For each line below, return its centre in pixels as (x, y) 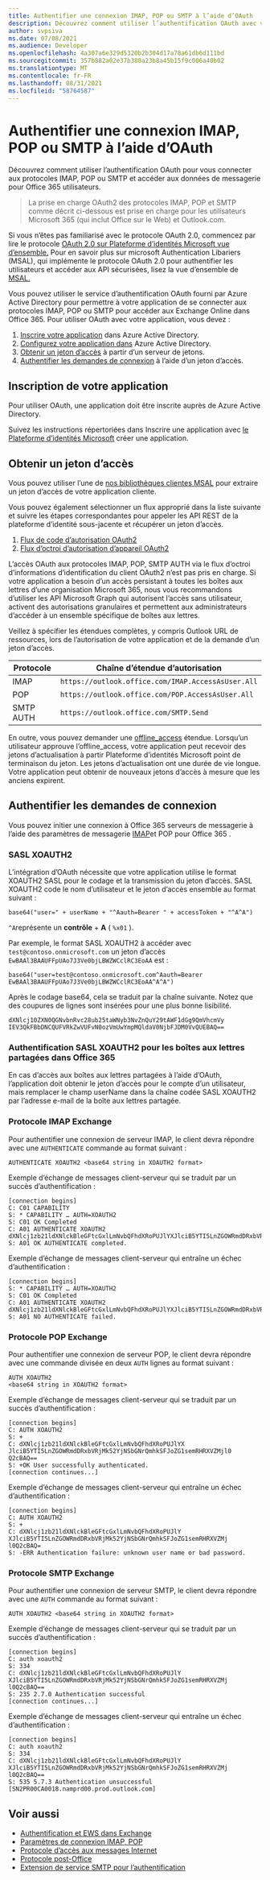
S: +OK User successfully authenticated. (79, 1465)
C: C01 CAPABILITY (39, 1208)
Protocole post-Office (56, 1859)
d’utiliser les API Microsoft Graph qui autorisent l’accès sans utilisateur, (125, 598)
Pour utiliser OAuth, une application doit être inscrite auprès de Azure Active (135, 406)
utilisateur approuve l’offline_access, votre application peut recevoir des (127, 746)
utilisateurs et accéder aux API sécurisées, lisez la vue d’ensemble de (123, 270)
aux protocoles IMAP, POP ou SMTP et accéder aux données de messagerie (135, 179)
